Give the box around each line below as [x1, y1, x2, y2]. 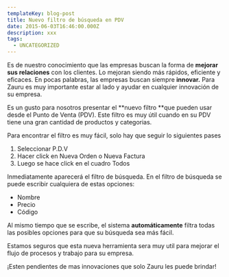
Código [16, 208, 38, 216]
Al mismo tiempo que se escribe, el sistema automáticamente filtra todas [7, 221, 215, 229]
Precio [16, 201, 36, 208]
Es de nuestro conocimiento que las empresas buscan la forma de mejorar [7, 61, 218, 69]
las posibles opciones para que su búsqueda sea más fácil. [7, 228, 174, 236]
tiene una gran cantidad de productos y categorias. [7, 118, 152, 126]
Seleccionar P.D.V [16, 145, 69, 153]
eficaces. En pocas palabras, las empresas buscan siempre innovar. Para [7, 76, 215, 83]
